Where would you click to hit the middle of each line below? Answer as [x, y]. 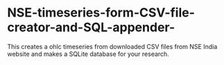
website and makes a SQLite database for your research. [88, 54]
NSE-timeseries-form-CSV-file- [101, 13]
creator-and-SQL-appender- [91, 27]
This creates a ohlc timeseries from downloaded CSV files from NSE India [112, 46]
